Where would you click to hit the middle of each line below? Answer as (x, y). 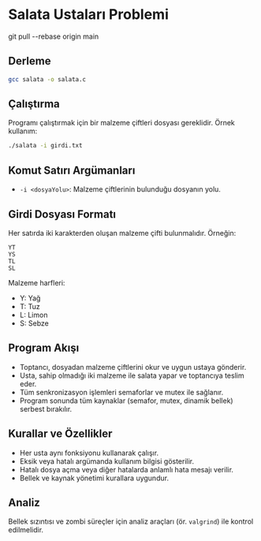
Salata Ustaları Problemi (89, 15)
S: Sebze (34, 323)
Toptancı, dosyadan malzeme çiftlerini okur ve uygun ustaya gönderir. (133, 367)
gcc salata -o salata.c (47, 79)
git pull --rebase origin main (54, 36)
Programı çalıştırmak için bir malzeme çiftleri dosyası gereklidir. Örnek (121, 123)
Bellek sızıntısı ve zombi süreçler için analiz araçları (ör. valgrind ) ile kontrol (131, 521)
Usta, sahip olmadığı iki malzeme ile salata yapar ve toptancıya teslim (132, 375)
